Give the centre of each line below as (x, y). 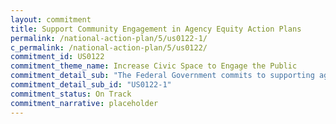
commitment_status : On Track (71, 94)
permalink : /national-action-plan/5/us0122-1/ (109, 38)
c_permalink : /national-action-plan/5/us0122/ (109, 47)
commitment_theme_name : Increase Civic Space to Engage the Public (154, 66)
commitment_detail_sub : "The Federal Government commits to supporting (162, 76)
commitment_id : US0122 (57, 57)
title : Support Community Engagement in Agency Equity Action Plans (156, 29)
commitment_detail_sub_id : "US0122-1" (91, 85)
